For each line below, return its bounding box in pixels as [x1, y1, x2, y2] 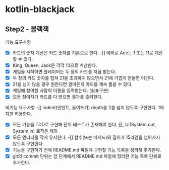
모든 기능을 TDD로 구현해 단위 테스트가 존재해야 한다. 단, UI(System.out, [12, 122, 156, 128]
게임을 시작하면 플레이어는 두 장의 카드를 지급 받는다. [12, 69, 117, 75]
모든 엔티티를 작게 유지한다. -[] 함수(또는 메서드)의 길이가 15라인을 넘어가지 [12, 134, 160, 140]
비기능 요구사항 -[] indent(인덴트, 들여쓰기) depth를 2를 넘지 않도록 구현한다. [5, 105, 157, 111]
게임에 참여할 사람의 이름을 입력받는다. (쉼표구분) [12, 88, 109, 94]
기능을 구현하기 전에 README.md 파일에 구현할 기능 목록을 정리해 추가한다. [12, 147, 161, 153]
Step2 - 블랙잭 [5, 25, 49, 33]
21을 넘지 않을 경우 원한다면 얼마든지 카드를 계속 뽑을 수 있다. [12, 81, 133, 88]
